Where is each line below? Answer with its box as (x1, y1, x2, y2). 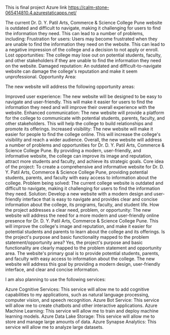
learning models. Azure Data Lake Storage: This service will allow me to (5, 313, 155, 319)
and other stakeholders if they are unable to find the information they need (5, 58, 161, 63)
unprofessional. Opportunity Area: (5, 74, 77, 79)
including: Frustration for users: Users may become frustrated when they (5, 36, 158, 42)
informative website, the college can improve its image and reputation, (5, 153, 152, 159)
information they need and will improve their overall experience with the (5, 104, 155, 110)
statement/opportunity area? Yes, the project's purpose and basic (5, 239, 143, 245)
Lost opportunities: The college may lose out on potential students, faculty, (5, 52, 162, 58)
